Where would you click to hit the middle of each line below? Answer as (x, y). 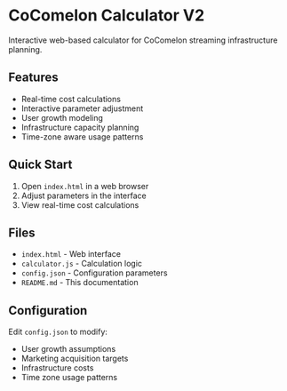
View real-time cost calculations (80, 204)
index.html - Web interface (71, 254)
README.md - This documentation (80, 283)
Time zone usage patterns (69, 378)
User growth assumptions (68, 349)
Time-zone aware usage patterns (82, 136)
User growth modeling (62, 117)
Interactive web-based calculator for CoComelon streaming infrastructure (143, 40)
